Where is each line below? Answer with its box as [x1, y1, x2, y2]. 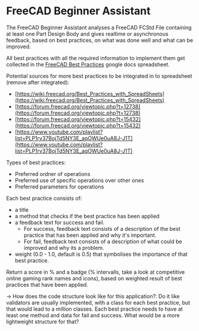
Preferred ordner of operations [14, 170, 91, 177]
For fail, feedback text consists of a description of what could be [23, 237, 182, 245]
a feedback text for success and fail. [14, 219, 105, 226]
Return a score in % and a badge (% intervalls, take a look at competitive [6, 268, 185, 276]
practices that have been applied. [6, 281, 88, 288]
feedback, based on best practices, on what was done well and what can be [6, 36, 194, 44]
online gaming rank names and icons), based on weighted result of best [6, 274, 182, 281]
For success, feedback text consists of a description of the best [23, 225, 181, 232]
